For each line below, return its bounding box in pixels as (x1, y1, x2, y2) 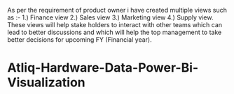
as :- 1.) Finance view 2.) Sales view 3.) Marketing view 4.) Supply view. (7, 13, 214, 22)
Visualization (7, 75, 85, 91)
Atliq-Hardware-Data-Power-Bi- (7, 60, 199, 76)
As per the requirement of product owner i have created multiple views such (7, 6, 228, 14)
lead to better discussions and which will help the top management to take (7, 28, 222, 36)
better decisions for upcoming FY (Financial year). (7, 36, 152, 44)
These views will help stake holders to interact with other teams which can (7, 21, 223, 29)
